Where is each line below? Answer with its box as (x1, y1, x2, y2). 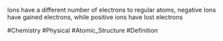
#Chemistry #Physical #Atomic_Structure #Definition (7, 27, 158, 34)
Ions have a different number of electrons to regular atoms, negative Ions (7, 6, 217, 14)
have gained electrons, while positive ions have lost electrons (7, 13, 183, 21)
